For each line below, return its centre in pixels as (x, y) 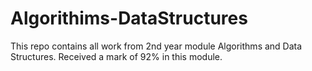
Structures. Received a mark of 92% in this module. (116, 56)
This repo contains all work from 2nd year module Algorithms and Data (156, 46)
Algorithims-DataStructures (129, 18)
